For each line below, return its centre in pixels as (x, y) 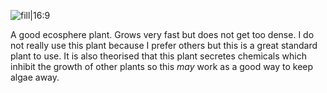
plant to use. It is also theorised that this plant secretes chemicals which (158, 56)
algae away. (35, 77)
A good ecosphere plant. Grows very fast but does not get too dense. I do (162, 34)
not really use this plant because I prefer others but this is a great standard (164, 45)
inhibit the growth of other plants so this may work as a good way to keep (162, 66)
